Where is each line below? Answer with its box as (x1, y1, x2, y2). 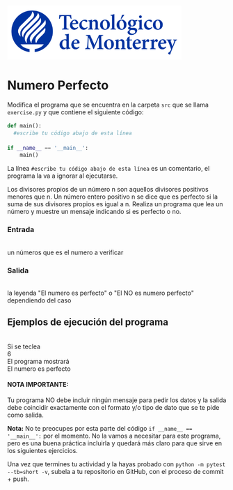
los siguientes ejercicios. (7, 446, 78, 454)
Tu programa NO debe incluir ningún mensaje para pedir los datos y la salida (7, 396, 227, 404)
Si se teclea (7, 342, 40, 351)
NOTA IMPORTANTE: (7, 381, 69, 389)
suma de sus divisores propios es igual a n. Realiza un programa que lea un (7, 200, 224, 208)
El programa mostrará (7, 357, 70, 365)
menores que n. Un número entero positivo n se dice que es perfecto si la (7, 192, 218, 201)
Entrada (7, 225, 35, 235)
